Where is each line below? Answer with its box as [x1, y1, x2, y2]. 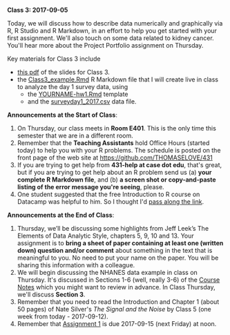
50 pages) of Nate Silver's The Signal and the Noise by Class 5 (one [17, 305, 212, 313]
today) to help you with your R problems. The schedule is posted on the [17, 146, 221, 154]
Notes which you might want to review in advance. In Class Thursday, [17, 283, 215, 291]
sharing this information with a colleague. [17, 261, 135, 269]
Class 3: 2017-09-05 [7, 6, 68, 14]
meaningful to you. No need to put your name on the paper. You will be [17, 253, 219, 262]
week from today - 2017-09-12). [17, 312, 108, 320]
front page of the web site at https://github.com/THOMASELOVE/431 [17, 153, 213, 162]
